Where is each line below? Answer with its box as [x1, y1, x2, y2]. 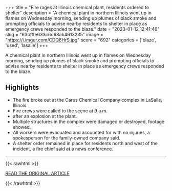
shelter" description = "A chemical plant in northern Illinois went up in [5, 10, 152, 16]
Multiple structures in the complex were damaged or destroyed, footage [12, 118, 165, 125]
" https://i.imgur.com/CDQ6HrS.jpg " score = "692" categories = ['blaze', [5, 37, 157, 43]
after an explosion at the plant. [12, 113, 77, 119]
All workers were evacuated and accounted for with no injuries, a [12, 129, 150, 135]
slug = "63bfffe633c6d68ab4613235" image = [5, 32, 103, 37]
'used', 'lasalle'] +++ [5, 42, 49, 48]
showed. [12, 124, 31, 130]
